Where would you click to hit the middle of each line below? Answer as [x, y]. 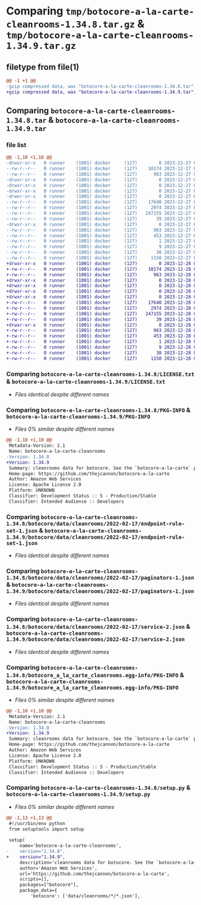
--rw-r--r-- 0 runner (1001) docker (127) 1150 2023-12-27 [99, 258]
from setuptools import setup [46, 829]
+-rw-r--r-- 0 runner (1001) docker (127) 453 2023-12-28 [99, 336]
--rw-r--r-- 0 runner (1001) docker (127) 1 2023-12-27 [99, 241]
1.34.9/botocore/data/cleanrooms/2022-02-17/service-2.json [96, 640]
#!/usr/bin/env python [37, 823]
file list [16, 145]
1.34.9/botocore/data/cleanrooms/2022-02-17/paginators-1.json [100, 591]
